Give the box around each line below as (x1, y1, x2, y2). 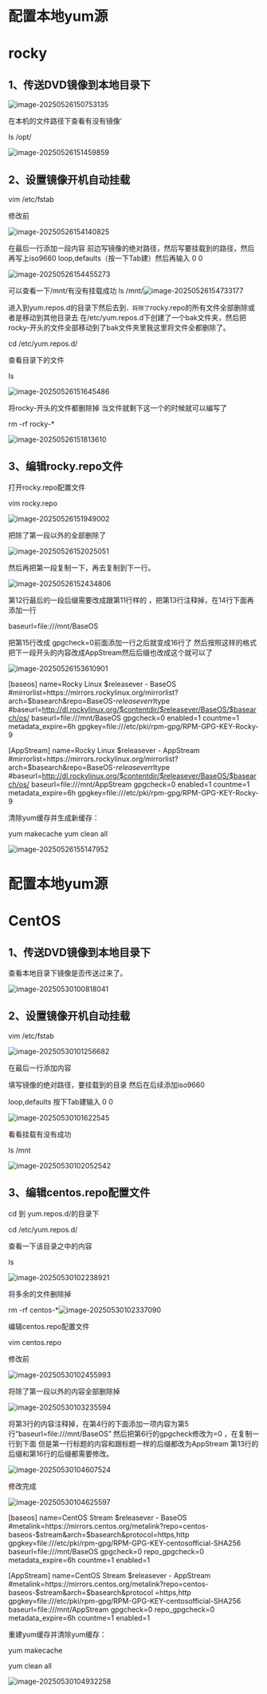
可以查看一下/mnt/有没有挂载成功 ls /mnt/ (8, 286, 144, 296)
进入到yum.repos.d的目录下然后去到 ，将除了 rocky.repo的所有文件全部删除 (8, 303, 249, 312)
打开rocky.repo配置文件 (8, 482, 86, 492)
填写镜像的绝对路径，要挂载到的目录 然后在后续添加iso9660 (8, 1080, 205, 1089)
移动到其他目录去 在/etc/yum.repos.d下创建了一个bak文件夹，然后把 (22, 313, 247, 322)
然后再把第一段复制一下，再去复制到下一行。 (8, 562, 155, 572)
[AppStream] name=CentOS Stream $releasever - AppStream (8, 1570, 211, 1580)
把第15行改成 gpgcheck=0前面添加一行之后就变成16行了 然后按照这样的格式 (8, 637, 257, 647)
